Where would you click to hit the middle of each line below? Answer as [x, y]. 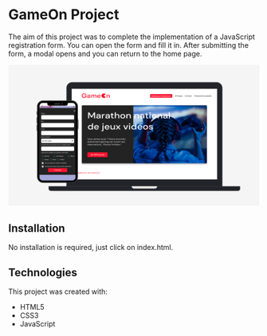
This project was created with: [58, 291]
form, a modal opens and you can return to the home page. [105, 53]
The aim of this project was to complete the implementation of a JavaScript [132, 37]
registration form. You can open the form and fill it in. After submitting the [129, 45]
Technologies [43, 272]
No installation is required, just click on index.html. [91, 248]
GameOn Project [64, 15]
